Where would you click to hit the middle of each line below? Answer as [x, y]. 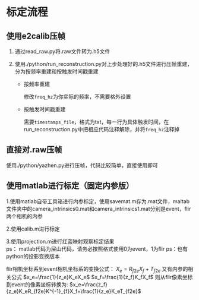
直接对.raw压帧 [34, 150]
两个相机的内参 [24, 216]
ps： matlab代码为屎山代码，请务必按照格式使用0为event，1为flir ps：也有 [97, 249]
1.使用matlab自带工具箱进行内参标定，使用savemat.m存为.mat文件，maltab [98, 201]
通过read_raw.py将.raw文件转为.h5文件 [62, 51]
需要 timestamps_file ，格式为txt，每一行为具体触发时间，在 [96, 122]
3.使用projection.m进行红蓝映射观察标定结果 [60, 241]
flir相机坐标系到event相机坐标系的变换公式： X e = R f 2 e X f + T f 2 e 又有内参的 [97, 269]
